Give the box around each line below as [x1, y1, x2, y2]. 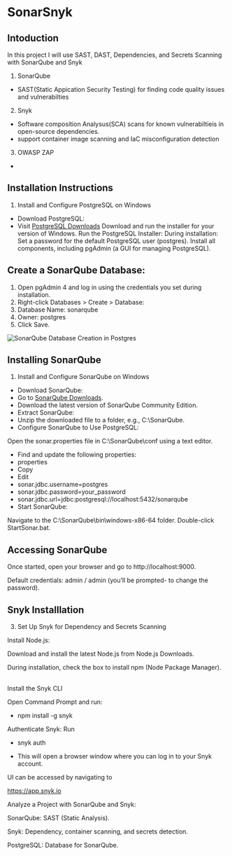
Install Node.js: [7, 636, 50, 644]
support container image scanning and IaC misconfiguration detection [17, 134, 219, 143]
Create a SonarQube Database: [7, 264, 145, 277]
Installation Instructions [7, 182, 114, 194]
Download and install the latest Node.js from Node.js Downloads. [7, 649, 194, 658]
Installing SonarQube [7, 354, 101, 366]
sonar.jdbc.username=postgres [17, 481, 108, 489]
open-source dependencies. [17, 127, 100, 135]
